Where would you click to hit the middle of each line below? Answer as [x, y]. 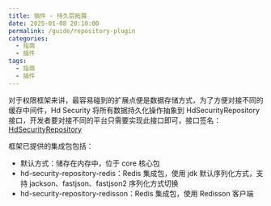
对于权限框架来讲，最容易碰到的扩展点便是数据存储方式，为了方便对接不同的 [136, 100]
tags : [17, 61]
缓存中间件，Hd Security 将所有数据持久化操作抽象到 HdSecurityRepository [134, 110]
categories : [28, 38]
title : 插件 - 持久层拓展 [48, 16]
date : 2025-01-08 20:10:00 [54, 23]
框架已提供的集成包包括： [51, 145]
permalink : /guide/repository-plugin [72, 31]
